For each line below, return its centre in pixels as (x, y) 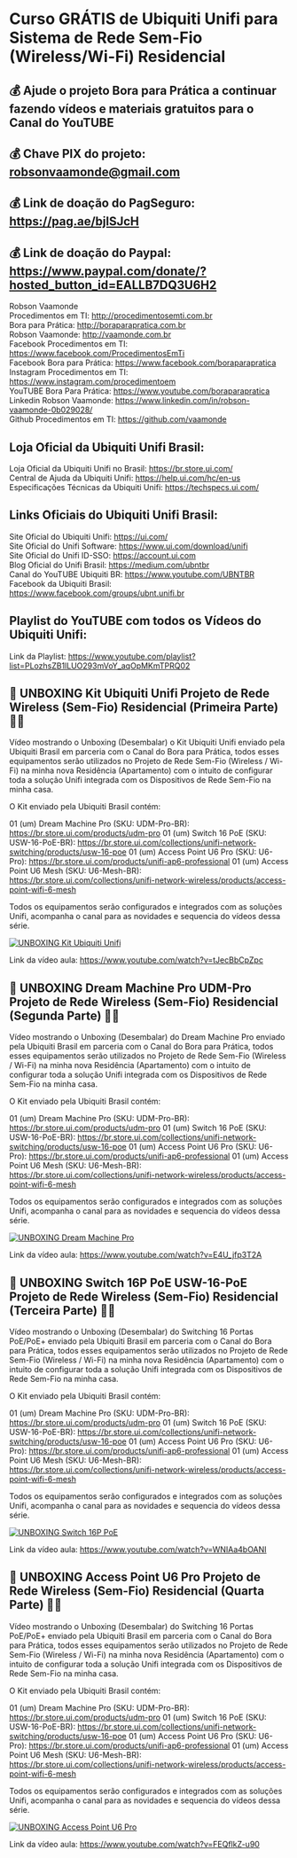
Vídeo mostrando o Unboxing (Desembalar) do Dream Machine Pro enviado (147, 1037)
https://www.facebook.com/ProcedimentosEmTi (97, 354)
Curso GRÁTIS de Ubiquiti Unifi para (144, 19)
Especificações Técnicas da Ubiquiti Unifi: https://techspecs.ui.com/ (134, 487)
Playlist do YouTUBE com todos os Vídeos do (135, 621)
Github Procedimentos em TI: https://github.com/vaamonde (118, 419)
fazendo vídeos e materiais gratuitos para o (132, 109)
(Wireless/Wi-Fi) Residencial (117, 57)
